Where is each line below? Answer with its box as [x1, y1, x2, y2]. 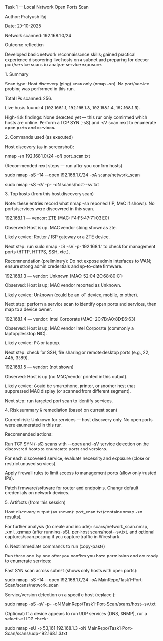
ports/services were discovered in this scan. [5, 206, 94, 212]
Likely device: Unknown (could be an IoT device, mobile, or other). [5, 292, 139, 298]
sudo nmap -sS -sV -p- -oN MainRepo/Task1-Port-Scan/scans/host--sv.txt [5, 601, 156, 607]
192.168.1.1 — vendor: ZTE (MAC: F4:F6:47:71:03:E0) [5, 215, 110, 221]
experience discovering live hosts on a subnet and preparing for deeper [5, 57, 150, 63]
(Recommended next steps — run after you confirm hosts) [5, 163, 122, 168]
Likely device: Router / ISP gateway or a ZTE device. [5, 234, 110, 240]
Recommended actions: [5, 431, 53, 437]
